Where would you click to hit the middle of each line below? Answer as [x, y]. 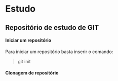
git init [24, 61]
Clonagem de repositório [32, 73]
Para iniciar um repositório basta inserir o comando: [59, 52]
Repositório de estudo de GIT [52, 28]
